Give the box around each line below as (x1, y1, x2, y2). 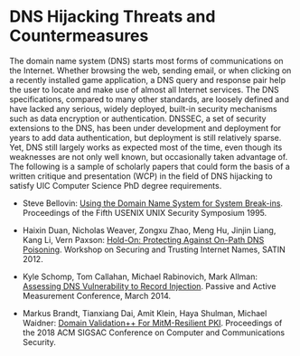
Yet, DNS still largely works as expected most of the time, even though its (9, 142, 283, 153)
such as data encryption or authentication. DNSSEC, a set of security (9, 113, 267, 124)
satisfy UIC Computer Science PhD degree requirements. (9, 180, 222, 191)
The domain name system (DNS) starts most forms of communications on (9, 55, 284, 66)
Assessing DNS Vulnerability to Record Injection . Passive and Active (22, 280, 277, 291)
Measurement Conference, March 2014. (22, 290, 172, 301)
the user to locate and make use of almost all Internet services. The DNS (9, 84, 279, 95)
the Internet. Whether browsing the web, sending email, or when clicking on (9, 65, 292, 76)
